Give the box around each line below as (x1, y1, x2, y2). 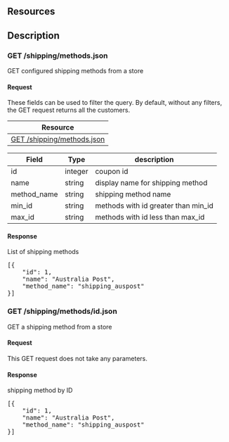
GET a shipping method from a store (7, 322, 112, 331)
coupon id (94, 167, 129, 177)
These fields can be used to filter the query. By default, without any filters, (7, 99, 223, 107)
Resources (7, 6, 55, 18)
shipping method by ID (7, 386, 73, 395)
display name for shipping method (94, 178, 208, 188)
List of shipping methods (7, 248, 79, 256)
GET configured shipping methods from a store (7, 67, 144, 75)
